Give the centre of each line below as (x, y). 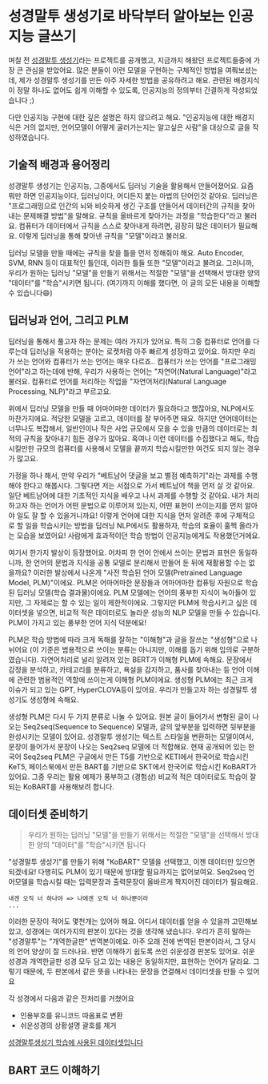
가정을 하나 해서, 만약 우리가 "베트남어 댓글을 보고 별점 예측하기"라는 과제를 (126, 475)
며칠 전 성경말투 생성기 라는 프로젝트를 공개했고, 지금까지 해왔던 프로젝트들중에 (130, 60)
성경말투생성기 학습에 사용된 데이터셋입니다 (76, 1042)
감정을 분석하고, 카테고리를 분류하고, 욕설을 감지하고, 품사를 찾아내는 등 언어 (127, 669)
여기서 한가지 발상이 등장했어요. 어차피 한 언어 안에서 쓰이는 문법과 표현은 (122, 552)
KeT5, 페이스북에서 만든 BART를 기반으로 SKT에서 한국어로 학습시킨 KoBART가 (132, 766)
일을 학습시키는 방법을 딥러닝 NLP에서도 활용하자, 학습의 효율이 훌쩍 (131, 525)
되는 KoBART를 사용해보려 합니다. (61, 786)
